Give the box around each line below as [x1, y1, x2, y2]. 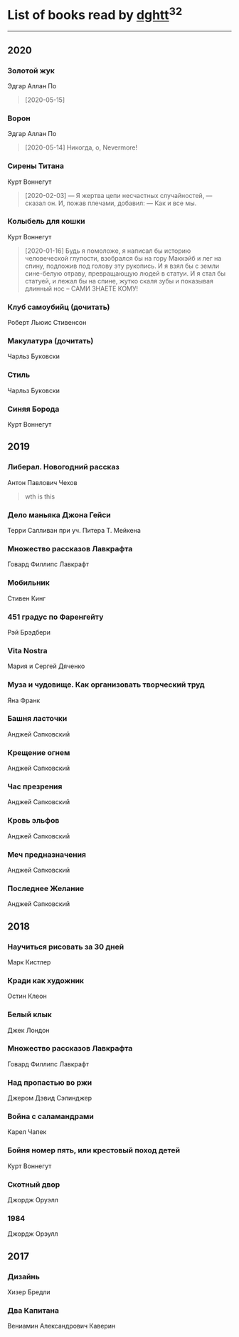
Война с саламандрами [7, 1112, 94, 1122]
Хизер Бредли [7, 1288, 51, 1296]
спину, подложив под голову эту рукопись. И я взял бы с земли [24, 261, 220, 270]
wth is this [24, 492, 55, 501]
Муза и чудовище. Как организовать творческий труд [7, 680, 205, 690]
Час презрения [7, 781, 63, 791]
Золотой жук [7, 66, 55, 76]
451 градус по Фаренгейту [7, 612, 104, 622]
